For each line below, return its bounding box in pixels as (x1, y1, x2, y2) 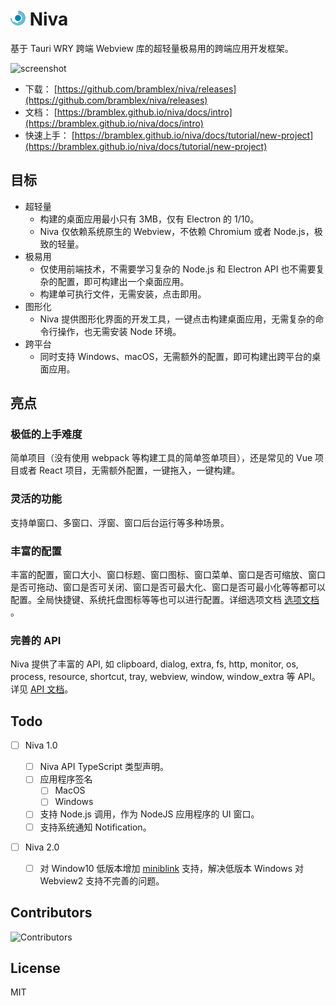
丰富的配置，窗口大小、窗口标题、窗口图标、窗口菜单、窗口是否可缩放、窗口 (10, 569, 326, 581)
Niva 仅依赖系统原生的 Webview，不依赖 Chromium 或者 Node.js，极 (39, 225, 323, 237)
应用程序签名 (39, 773, 93, 785)
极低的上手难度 (10, 428, 83, 442)
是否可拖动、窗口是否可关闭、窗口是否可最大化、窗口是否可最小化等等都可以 (10, 581, 326, 593)
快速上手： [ (24, 129, 75, 141)
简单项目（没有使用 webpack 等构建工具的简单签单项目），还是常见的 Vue (10, 452, 313, 464)
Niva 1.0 (24, 739, 58, 752)
